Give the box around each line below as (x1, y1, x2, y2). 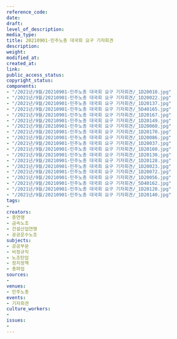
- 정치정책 (6, 260, 29, 267)
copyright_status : (6, 77, 53, 84)
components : (6, 84, 37, 90)
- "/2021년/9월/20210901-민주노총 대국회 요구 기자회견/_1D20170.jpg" (6, 129, 171, 135)
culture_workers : (6, 306, 51, 312)
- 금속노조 (6, 220, 29, 227)
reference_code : (6, 9, 48, 15)
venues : (6, 283, 26, 289)
